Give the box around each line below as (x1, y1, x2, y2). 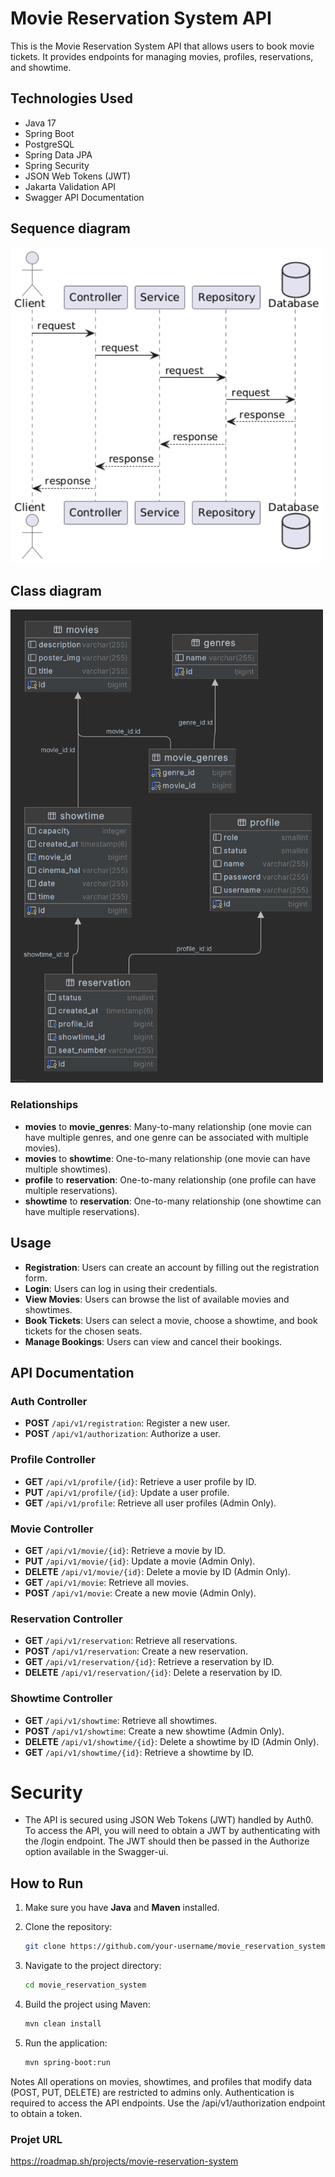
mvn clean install (24, 2019, 102, 2029)
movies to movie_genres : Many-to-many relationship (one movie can (24, 1120, 312, 1132)
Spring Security (24, 159, 90, 171)
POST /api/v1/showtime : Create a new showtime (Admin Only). (24, 1725, 285, 1737)
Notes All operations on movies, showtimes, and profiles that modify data (10, 2075, 313, 2087)
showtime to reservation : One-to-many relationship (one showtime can (24, 1195, 322, 1207)
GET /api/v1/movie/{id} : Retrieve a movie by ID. (24, 1544, 226, 1556)
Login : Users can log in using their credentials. (24, 1282, 218, 1294)
